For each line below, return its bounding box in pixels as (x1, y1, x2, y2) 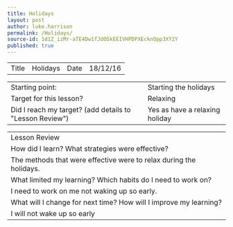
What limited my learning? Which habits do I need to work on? (10, 175, 212, 184)
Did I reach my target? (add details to (10, 105, 131, 114)
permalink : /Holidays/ (7, 29, 73, 37)
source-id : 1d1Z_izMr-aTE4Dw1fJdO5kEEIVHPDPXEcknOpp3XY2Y (7, 36, 178, 43)
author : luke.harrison (7, 23, 73, 30)
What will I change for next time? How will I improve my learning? (10, 198, 222, 207)
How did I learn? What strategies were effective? (10, 144, 169, 153)
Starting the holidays (147, 82, 215, 92)
